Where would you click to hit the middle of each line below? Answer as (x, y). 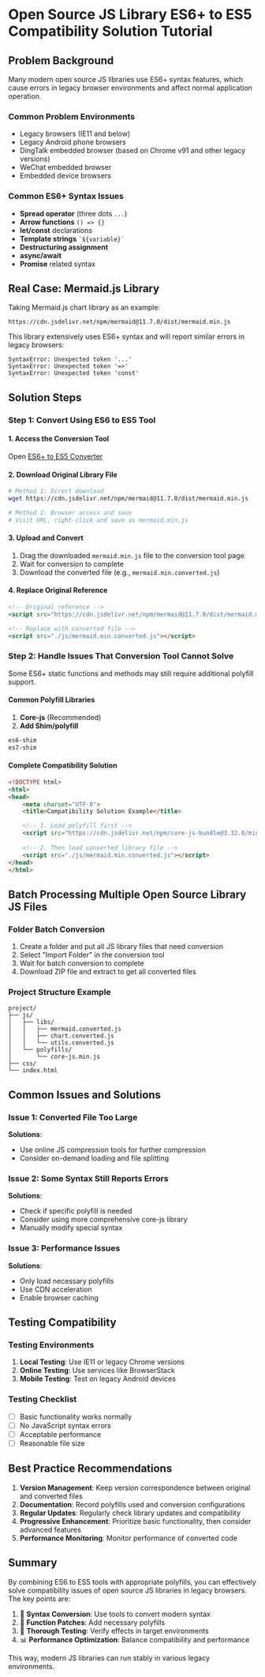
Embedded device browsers (65, 176)
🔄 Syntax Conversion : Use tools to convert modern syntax (115, 1614)
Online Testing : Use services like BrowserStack (97, 1371)
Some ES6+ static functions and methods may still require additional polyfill (131, 673)
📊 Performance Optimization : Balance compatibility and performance (134, 1639)
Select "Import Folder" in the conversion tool (92, 955)
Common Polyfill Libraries (52, 700)
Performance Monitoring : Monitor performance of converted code (129, 1538)
